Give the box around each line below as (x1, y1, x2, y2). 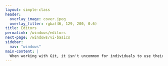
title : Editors (5, 26, 37, 31)
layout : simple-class (5, 7, 50, 12)
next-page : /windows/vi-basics (5, 35, 70, 40)
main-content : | (5, 49, 39, 54)
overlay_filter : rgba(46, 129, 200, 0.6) (9, 21, 97, 26)
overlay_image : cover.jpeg (9, 16, 66, 21)
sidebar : (5, 40, 23, 45)
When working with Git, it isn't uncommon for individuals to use (9, 53, 151, 59)
